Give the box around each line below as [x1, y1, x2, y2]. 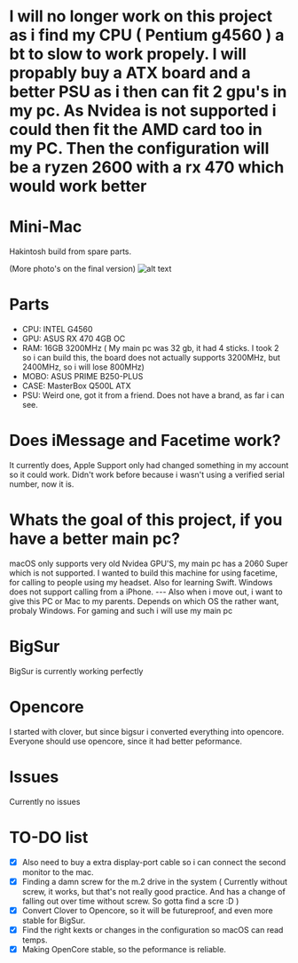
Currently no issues [9, 796, 81, 807]
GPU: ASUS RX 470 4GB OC [21, 333, 126, 344]
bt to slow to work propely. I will [9, 44, 247, 64]
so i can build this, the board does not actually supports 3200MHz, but [21, 353, 281, 363]
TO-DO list [9, 827, 89, 848]
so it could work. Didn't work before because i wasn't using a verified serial [9, 469, 286, 480]
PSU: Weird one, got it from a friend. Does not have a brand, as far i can [21, 390, 286, 401]
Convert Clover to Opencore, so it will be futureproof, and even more [21, 904, 273, 916]
